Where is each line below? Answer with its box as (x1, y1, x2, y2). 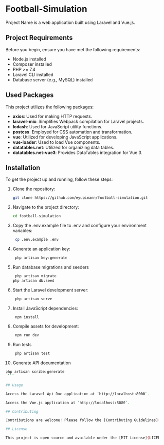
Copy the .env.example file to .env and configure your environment (12, 223, 147, 229)
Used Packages (5, 91, 54, 99)
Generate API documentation (12, 360, 71, 366)
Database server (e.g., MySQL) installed (12, 77, 93, 82)
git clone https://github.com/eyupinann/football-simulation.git (12, 195, 148, 200)
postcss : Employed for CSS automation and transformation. (12, 129, 133, 135)
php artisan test (15, 351, 50, 356)
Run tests (12, 342, 32, 348)
